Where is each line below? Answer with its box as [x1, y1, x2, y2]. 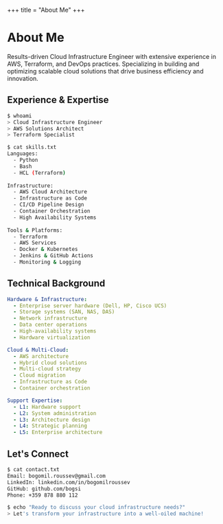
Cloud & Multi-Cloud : [7, 346, 69, 353]
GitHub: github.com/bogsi [7, 485, 81, 492]
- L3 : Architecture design [13, 416, 91, 423]
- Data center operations [13, 322, 88, 329]
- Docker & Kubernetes [13, 246, 78, 253]
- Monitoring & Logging [13, 259, 81, 265]
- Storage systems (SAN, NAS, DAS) [13, 309, 115, 315]
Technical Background [7, 278, 106, 289]
